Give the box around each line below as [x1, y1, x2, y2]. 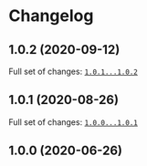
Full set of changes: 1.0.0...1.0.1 [8, 116, 138, 128]
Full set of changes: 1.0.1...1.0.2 [8, 66, 138, 77]
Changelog [8, 5, 94, 26]
